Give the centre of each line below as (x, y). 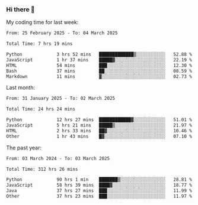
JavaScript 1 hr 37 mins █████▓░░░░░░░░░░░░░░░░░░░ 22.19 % (99, 60)
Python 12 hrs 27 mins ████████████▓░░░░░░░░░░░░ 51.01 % (99, 120)
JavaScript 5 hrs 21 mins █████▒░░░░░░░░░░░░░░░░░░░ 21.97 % (99, 126)
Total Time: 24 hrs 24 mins (41, 109)
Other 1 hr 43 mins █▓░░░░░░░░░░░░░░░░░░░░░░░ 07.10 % (99, 136)
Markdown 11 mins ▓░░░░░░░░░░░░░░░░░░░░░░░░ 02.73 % (99, 76)
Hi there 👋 (21, 9)
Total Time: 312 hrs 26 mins (42, 169)
